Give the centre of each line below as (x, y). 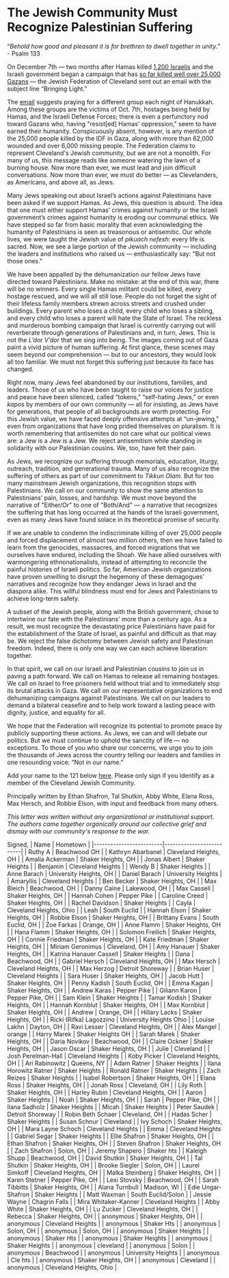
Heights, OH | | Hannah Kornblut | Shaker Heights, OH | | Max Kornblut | (108, 1005)
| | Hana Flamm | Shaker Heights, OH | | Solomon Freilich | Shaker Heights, (112, 932)
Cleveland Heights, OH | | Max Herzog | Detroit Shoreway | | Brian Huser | (111, 968)
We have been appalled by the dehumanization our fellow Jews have (104, 274)
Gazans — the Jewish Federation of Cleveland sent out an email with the (109, 81)
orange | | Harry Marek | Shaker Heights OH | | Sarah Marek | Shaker (104, 1034)
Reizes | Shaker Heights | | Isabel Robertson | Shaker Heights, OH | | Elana (111, 1078)
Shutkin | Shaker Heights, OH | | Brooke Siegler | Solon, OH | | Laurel (103, 1165)
